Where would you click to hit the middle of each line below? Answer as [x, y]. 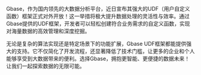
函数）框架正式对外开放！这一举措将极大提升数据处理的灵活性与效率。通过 [98, 16]
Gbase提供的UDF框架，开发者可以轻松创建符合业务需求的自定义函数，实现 [98, 24]
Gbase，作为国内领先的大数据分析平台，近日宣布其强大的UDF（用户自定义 [98, 9]
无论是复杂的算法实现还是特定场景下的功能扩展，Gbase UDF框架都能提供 [96, 44]
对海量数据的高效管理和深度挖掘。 [48, 31]
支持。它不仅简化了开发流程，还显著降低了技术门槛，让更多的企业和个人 [106, 51]
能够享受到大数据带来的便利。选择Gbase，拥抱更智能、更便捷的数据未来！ [98, 59]
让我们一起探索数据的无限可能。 [45, 66]
